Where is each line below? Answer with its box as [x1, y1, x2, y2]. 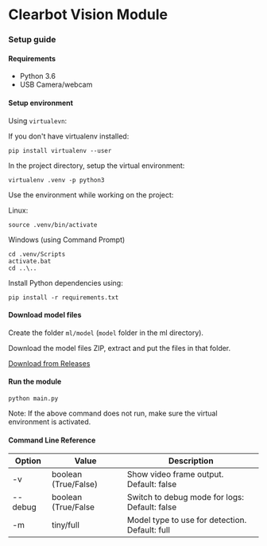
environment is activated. [8, 416, 91, 427]
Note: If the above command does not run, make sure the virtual [8, 408, 218, 418]
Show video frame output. [126, 469, 224, 480]
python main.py [8, 394, 59, 403]
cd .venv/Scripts [8, 250, 66, 258]
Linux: [8, 205, 29, 215]
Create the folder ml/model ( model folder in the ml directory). [8, 328, 204, 337]
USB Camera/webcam [19, 80, 93, 89]
